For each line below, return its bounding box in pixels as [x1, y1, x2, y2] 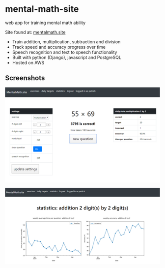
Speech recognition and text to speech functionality [12, 49, 117, 55]
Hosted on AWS [12, 60, 45, 65]
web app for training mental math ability [5, 20, 86, 26]
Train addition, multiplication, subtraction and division [12, 38, 121, 45]
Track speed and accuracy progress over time [12, 44, 106, 50]
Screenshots [5, 74, 45, 82]
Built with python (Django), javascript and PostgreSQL [12, 54, 122, 60]
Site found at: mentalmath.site [5, 29, 66, 35]
